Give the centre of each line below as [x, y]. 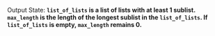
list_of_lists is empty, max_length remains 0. [75, 25]
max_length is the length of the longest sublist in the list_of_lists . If [107, 17]
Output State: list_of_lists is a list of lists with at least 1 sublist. [102, 10]
